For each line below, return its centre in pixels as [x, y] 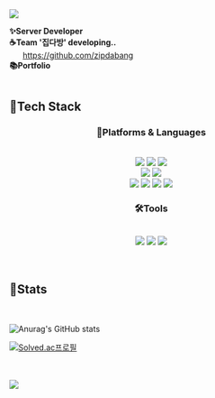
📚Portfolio [30, 65]
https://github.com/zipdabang [78, 55]
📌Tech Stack [45, 107]
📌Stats [28, 289]
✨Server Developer [46, 31]
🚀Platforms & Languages [151, 133]
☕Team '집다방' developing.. [63, 42]
